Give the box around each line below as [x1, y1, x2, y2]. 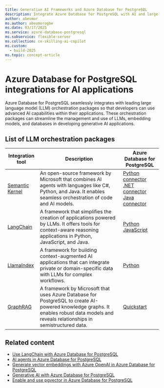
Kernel [7, 188, 23, 195]
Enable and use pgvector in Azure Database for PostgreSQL [12, 377, 133, 383]
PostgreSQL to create [40, 297, 89, 304]
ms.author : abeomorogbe [5, 20, 54, 26]
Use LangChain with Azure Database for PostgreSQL [12, 351, 119, 357]
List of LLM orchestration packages [5, 135, 115, 143]
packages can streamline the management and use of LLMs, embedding [5, 116, 151, 122]
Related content [5, 338, 55, 347]
